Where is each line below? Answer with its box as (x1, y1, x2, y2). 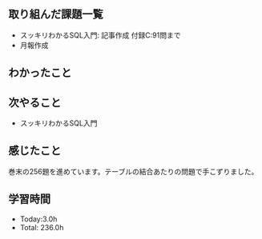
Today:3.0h (19, 214, 58, 224)
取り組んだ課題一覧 (8, 7, 103, 22)
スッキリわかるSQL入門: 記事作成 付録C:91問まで (19, 30, 181, 40)
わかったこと (8, 66, 72, 80)
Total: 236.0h (19, 222, 64, 232)
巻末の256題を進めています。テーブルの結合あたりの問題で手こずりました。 (8, 166, 259, 176)
